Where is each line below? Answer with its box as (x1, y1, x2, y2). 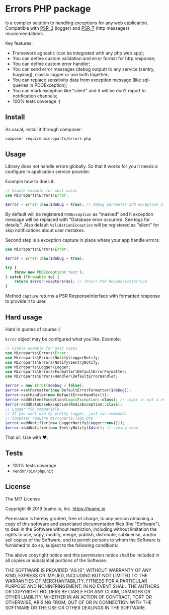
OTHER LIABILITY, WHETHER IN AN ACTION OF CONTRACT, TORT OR (5, 594, 152, 600)
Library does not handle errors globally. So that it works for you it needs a (5, 163, 158, 170)
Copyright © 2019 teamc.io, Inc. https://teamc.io (5, 506, 106, 512)
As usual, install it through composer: (5, 126, 82, 132)
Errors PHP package (5, 3, 91, 15)
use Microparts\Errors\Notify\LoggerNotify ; (5, 355, 100, 360)
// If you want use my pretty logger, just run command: (5, 411, 127, 416)
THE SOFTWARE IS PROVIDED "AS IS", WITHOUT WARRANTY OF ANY (5, 567, 152, 573)
